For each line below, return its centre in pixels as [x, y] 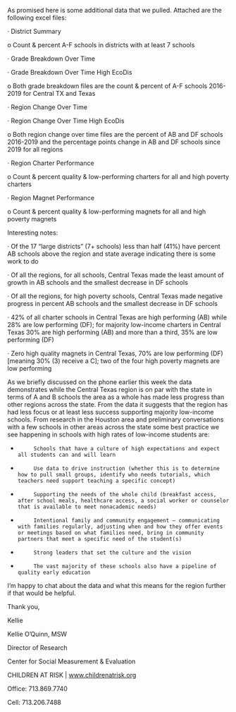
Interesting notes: [33, 233]
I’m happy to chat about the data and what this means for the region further [117, 585]
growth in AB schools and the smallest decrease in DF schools [98, 282]
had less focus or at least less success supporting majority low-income [111, 412]
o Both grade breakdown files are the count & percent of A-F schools [107, 86]
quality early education [54, 572]
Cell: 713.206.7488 [35, 702]
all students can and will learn [67, 455]
